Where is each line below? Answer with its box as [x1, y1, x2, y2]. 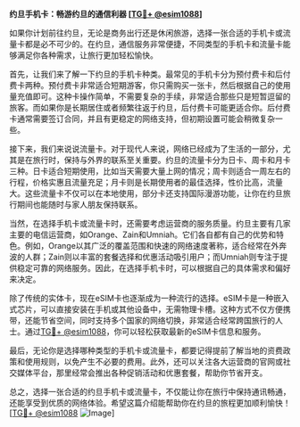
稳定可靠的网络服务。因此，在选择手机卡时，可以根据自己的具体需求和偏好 [16, 263, 291, 273]
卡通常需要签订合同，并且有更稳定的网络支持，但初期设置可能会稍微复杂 [9, 113, 275, 124]
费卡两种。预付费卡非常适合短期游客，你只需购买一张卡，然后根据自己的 [9, 80, 275, 90]
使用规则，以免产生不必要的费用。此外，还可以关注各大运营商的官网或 [24, 357, 283, 366]
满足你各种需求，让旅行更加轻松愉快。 [16, 50, 158, 61]
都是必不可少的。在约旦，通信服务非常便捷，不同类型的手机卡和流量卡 [24, 39, 283, 49]
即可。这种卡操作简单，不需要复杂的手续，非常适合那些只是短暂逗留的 [32, 91, 291, 102]
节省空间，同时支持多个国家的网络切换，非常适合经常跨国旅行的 [39, 316, 275, 325]
